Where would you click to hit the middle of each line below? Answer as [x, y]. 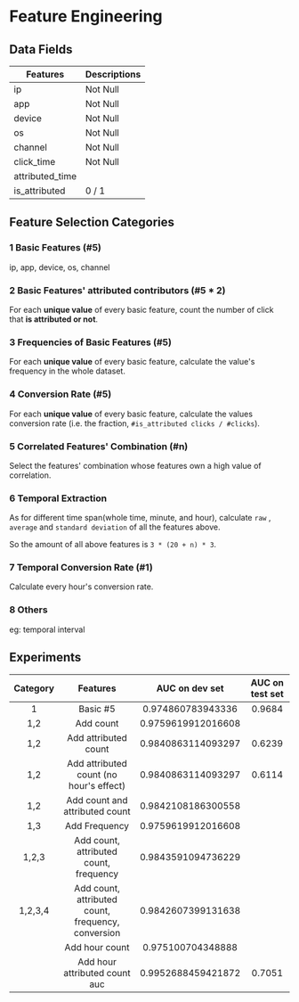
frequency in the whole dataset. [68, 371]
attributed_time [45, 176]
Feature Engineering [86, 16]
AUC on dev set [190, 688]
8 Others [28, 610]
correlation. [30, 475]
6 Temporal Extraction [58, 498]
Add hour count [97, 947]
